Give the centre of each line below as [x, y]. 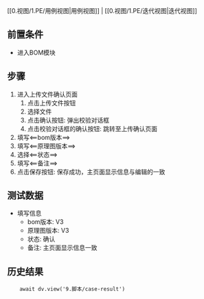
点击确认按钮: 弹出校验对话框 [68, 120]
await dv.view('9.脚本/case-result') [72, 289]
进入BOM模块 [36, 52]
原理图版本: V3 [48, 231]
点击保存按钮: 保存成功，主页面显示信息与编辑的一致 [91, 172]
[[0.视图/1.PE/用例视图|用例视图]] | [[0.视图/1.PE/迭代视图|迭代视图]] [102, 11]
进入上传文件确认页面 [47, 94]
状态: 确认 [41, 239]
